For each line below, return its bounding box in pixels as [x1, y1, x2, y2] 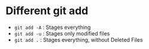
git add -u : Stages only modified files [14, 30, 110, 37]
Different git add [5, 4, 89, 18]
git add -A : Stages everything [14, 24, 91, 31]
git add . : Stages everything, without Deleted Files [14, 36, 143, 43]
